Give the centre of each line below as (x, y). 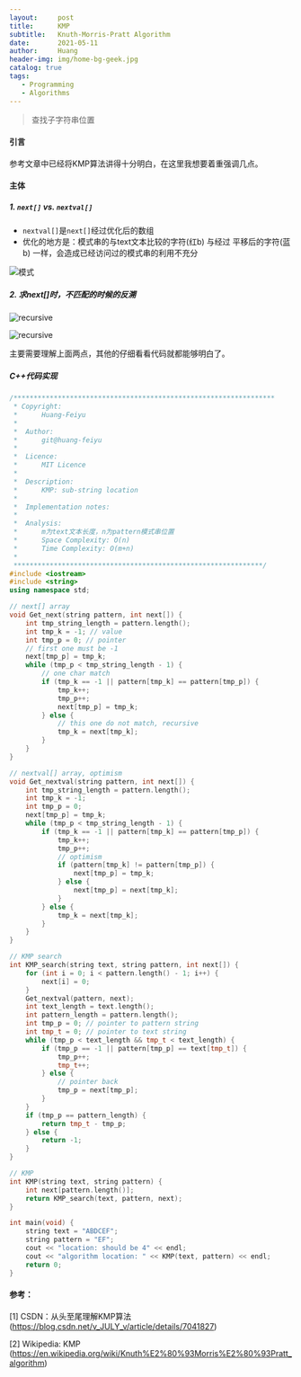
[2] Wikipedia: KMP (45, 1344)
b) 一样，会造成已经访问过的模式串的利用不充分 (110, 253)
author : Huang (44, 51)
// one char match (76, 674)
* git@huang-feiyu (58, 440)
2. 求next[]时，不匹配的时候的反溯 (73, 294)
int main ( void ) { (42, 1223)
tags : (19, 76)
